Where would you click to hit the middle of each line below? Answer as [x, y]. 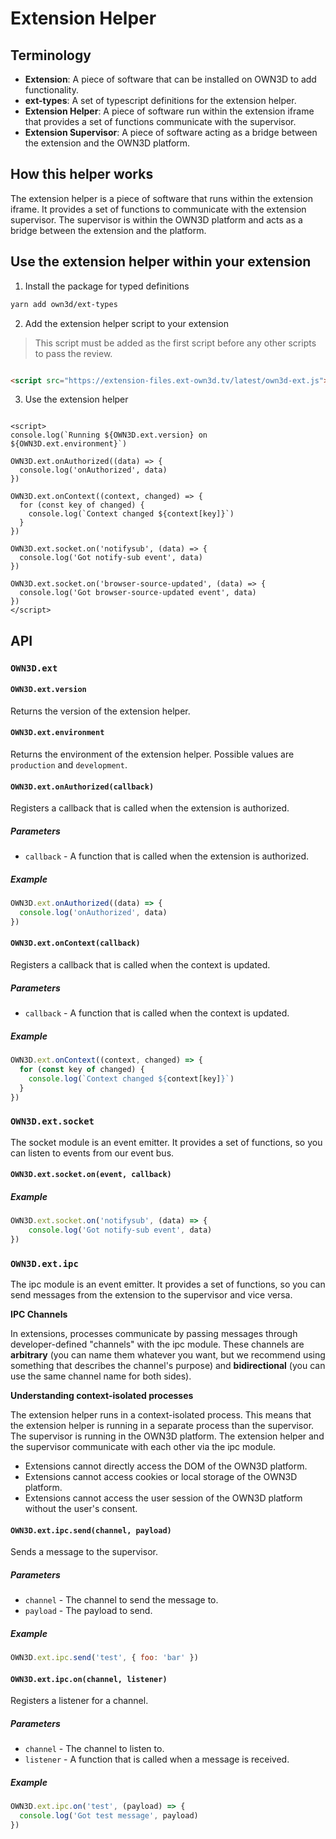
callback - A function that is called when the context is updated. [157, 1013]
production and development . [69, 765]
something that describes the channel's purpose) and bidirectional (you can [168, 1366]
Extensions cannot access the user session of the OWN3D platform [163, 1498]
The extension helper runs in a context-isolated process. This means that [161, 1415]
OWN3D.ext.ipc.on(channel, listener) [89, 1679]
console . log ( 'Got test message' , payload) [109, 1816]
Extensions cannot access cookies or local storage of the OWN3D [161, 1477]
